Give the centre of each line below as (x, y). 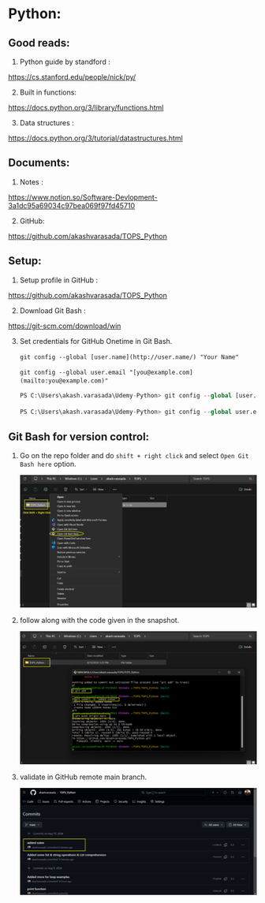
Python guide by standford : (65, 62)
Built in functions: (48, 92)
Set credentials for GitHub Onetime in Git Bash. (96, 341)
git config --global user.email (73, 372)
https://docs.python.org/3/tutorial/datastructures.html (95, 138)
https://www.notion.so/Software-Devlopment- (83, 197)
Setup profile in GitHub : (59, 280)
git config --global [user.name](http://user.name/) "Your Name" (129, 357)
